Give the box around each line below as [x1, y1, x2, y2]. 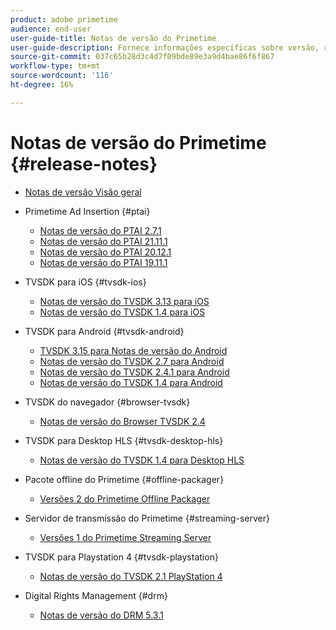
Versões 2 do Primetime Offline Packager [39, 492, 211, 505]
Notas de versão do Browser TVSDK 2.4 [39, 415, 206, 427]
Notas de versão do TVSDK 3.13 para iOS [39, 295, 210, 307]
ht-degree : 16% [10, 80, 74, 90]
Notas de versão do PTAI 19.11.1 [39, 256, 168, 268]
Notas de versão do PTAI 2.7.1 [39, 224, 162, 236]
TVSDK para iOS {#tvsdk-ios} [24, 276, 147, 288]
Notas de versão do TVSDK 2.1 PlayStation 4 [39, 570, 223, 582]
